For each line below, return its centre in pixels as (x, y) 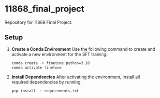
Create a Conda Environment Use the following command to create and (83, 49)
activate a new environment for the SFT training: (59, 54)
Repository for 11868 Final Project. (39, 22)
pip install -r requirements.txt (45, 91)
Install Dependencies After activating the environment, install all (76, 77)
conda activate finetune (36, 68)
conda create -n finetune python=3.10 (51, 63)
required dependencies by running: (47, 82)
